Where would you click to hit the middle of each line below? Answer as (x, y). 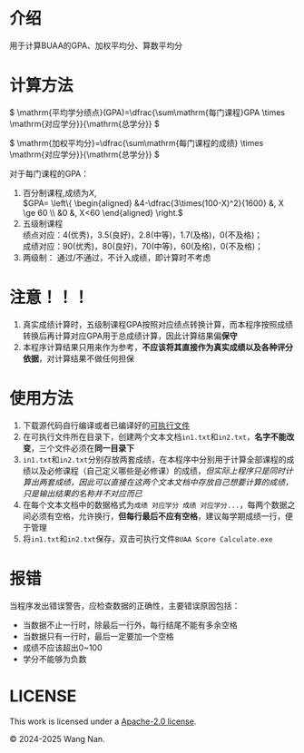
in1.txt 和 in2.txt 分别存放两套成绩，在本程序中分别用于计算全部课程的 (155, 459)
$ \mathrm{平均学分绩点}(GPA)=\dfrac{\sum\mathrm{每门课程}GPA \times (147, 112)
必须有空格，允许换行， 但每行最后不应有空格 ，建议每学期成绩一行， (158, 516)
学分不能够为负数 (54, 659)
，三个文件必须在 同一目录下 (82, 448)
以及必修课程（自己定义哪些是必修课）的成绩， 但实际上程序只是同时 (158, 470)
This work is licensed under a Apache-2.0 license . (103, 721)
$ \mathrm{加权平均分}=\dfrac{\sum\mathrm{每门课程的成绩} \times (137, 142)
